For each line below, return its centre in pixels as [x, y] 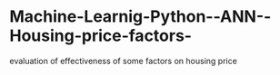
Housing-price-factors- [101, 36]
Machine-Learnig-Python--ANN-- [140, 17]
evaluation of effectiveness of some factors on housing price [124, 61]
